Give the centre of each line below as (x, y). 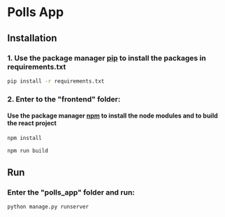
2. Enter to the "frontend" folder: (64, 99)
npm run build (28, 150)
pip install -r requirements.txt (56, 81)
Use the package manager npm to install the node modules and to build (112, 115)
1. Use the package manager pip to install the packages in (107, 58)
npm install (24, 138)
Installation (32, 38)
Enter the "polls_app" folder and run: (71, 192)
